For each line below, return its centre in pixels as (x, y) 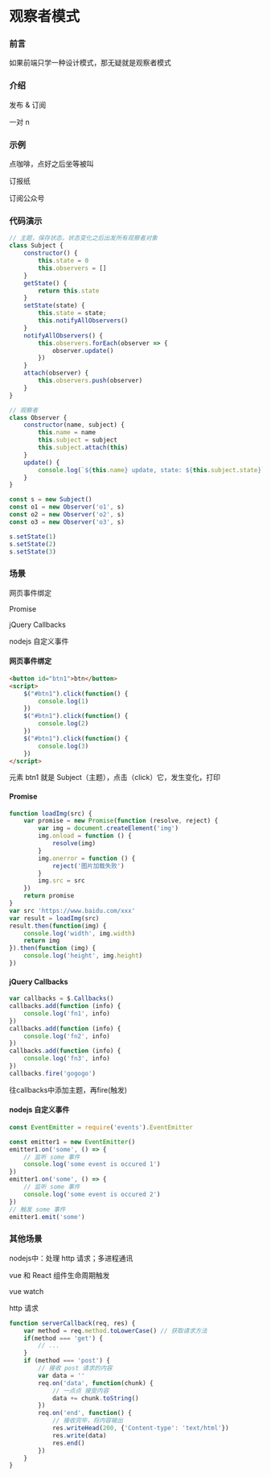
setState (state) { (54, 306)
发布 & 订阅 (28, 105)
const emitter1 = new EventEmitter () (72, 1142)
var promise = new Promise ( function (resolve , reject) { (121, 821)
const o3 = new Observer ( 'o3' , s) (67, 522)
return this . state (69, 291)
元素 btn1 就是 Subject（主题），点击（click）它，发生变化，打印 (115, 778)
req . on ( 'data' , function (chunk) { (96, 1383)
